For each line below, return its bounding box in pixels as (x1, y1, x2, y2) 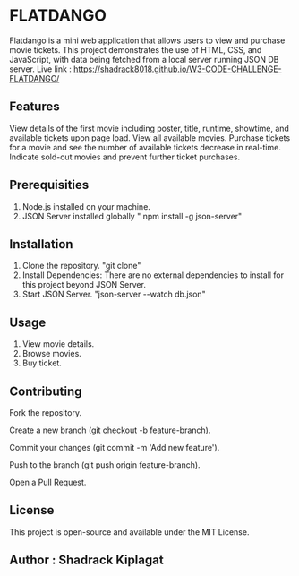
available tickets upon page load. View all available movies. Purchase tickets (9, 132, 291, 143)
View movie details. (21, 339, 95, 349)
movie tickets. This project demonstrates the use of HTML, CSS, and (9, 44, 262, 55)
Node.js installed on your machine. (21, 201, 150, 211)
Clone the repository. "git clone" (21, 261, 141, 271)
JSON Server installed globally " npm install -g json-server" (21, 211, 243, 221)
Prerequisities (9, 177, 90, 193)
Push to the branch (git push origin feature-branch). (9, 460, 201, 470)
